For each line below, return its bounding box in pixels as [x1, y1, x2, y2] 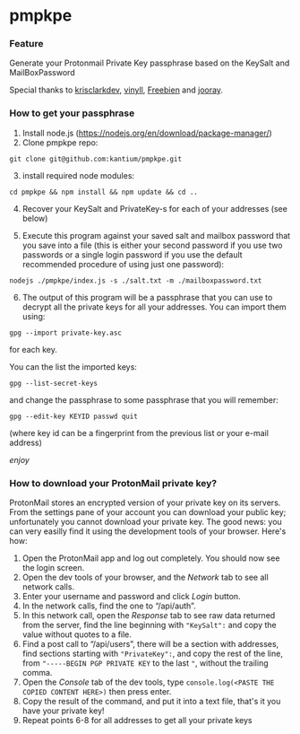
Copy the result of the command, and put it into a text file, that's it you [21, 696, 281, 707]
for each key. [9, 344, 58, 354]
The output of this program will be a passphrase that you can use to [21, 292, 273, 302]
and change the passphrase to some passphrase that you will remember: [9, 394, 279, 405]
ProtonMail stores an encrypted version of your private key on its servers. [9, 497, 281, 508]
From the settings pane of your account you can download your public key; [9, 507, 287, 518]
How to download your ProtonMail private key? [9, 476, 218, 489]
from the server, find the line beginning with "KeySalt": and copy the [21, 620, 277, 631]
